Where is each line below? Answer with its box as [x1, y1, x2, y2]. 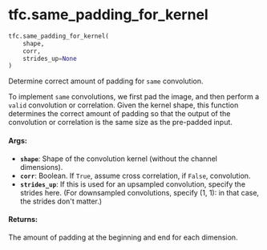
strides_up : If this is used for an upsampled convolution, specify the [19, 179, 246, 189]
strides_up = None [22, 54, 78, 62]
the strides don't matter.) [19, 196, 103, 206]
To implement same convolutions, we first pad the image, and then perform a [8, 92, 260, 102]
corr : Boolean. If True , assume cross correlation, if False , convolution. [19, 171, 251, 180]
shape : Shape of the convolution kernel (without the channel [19, 154, 218, 163]
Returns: [8, 215, 38, 224]
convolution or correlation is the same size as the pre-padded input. [8, 118, 233, 127]
